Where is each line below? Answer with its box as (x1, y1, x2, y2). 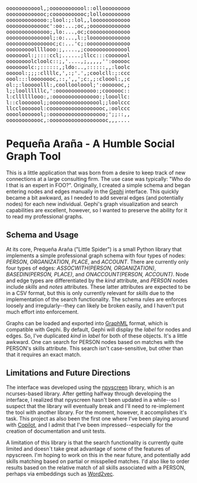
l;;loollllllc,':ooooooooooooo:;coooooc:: (6, 88, 131, 94)
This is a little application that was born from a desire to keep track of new (6, 169, 186, 176)
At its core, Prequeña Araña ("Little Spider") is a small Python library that (6, 246, 182, 253)
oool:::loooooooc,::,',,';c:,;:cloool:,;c (6, 76, 131, 82)
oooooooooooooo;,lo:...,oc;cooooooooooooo (6, 29, 131, 35)
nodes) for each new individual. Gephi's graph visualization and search (6, 200, 178, 207)
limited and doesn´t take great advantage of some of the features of (6, 445, 171, 452)
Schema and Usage (6, 230, 79, 240)
